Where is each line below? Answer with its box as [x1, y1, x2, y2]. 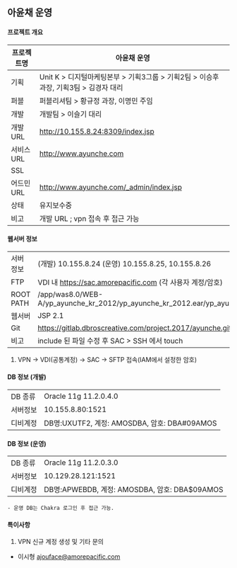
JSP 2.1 [37, 310, 64, 320]
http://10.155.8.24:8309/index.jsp [39, 126, 154, 136]
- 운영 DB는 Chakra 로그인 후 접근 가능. [7, 505, 115, 512]
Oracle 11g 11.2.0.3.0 [43, 458, 119, 467]
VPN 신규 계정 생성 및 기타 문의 [17, 538, 104, 546]
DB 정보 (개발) [7, 373, 47, 381]
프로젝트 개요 [7, 28, 44, 36]
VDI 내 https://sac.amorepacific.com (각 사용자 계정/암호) [37, 277, 224, 287]
